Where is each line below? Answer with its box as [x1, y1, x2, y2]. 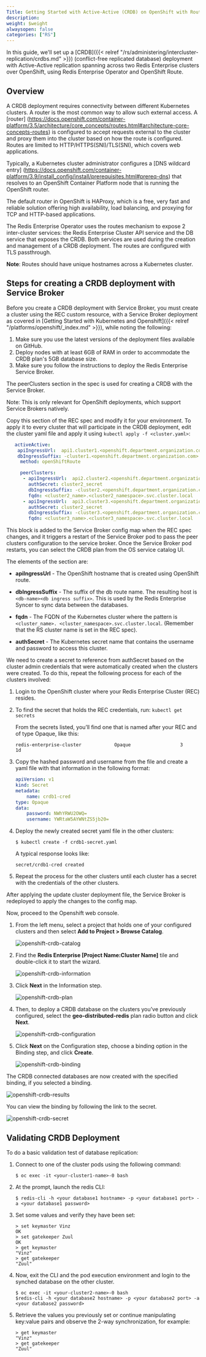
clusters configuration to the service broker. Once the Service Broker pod [6, 540, 192, 547]
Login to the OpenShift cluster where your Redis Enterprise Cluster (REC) [15, 688, 200, 695]
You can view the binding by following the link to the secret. [6, 1103, 158, 1110]
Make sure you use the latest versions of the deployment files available [15, 335, 195, 343]
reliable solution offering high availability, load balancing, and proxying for [6, 204, 193, 212]
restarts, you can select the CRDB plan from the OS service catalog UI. [6, 546, 185, 554]
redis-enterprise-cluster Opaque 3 [15, 742, 183, 748]
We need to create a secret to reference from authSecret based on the [6, 657, 185, 664]
